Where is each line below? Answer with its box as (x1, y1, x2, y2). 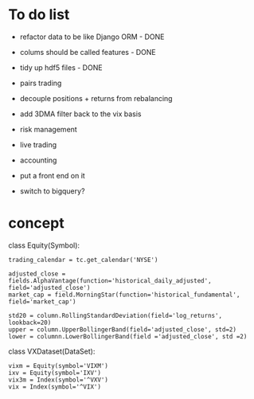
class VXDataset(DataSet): (8, 346, 96, 356)
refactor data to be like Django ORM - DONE (19, 32, 165, 41)
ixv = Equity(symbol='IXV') (8, 369, 102, 377)
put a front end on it (19, 170, 85, 180)
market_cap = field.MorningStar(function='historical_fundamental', (8, 291, 240, 299)
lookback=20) (8, 319, 52, 327)
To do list (8, 6, 70, 24)
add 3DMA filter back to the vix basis (19, 109, 142, 119)
